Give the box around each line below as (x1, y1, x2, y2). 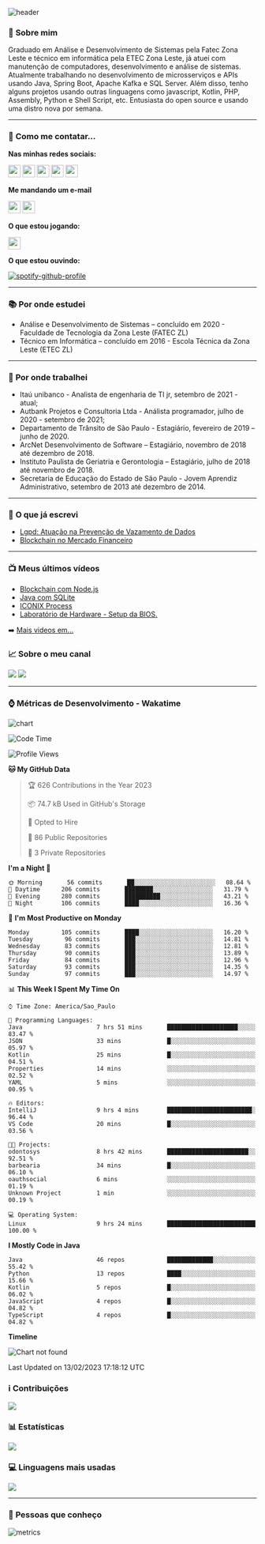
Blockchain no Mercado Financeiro (19, 536, 133, 545)
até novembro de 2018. (19, 465, 95, 475)
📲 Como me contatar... (8, 131, 96, 142)
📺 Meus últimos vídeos (8, 563, 100, 574)
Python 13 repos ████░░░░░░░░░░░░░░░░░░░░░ (8, 1270, 256, 1278)
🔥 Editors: (8, 1099, 45, 1108)
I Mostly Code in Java (8, 1241, 80, 1250)
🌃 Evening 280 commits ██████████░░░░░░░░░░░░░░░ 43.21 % (8, 893, 248, 901)
